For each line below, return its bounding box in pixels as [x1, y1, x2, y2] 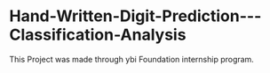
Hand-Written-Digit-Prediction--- [9, 6, 262, 26]
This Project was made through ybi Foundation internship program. [9, 54, 255, 64]
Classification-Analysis [9, 25, 187, 45]
